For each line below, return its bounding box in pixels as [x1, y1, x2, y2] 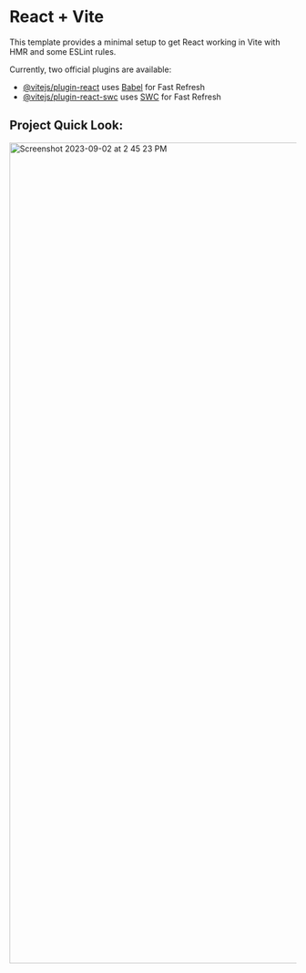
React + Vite [9, 6, 105, 27]
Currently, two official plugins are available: [9, 64, 172, 75]
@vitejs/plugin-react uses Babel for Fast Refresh [22, 81, 206, 92]
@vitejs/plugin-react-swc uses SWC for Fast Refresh [22, 91, 221, 102]
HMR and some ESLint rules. [9, 46, 117, 57]
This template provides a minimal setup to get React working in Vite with [9, 36, 280, 47]
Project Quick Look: [9, 118, 124, 133]
